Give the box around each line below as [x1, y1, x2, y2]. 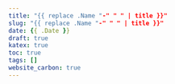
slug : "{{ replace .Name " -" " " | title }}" [8, 19, 164, 27]
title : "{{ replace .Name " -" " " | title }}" [8, 11, 168, 20]
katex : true [8, 42, 48, 50]
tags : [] [8, 57, 38, 65]
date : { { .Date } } [8, 26, 70, 34]
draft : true [8, 34, 48, 42]
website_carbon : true [8, 64, 81, 72]
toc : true [8, 49, 42, 57]
